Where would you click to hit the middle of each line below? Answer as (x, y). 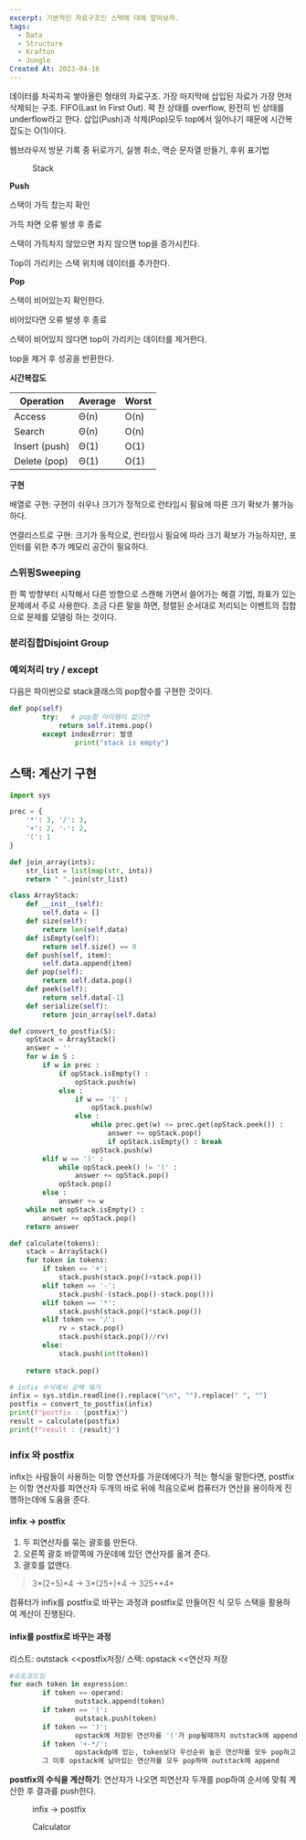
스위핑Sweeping (45, 572)
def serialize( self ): (67, 1006)
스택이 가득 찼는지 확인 (50, 204)
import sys (30, 795)
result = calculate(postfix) (65, 1422)
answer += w (81, 1202)
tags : (20, 27)
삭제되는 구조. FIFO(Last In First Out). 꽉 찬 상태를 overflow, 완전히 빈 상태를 (147, 107)
